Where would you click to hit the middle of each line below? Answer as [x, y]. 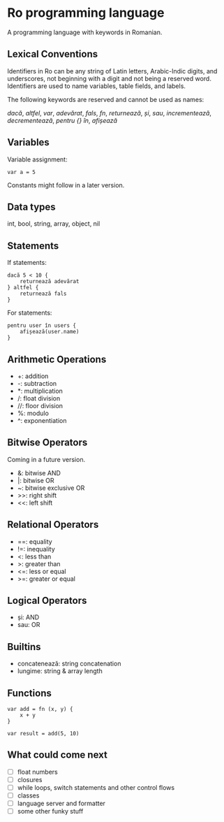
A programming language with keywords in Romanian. [85, 32]
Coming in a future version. [46, 459]
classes [28, 795]
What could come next [58, 755]
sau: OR [29, 625]
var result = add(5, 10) [43, 734]
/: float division [39, 398]
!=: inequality [36, 549]
